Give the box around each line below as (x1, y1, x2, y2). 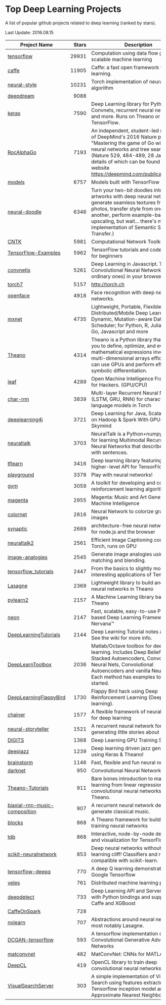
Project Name (20, 41, 53, 48)
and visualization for (91, 836, 138, 843)
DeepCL (7, 961, 27, 968)
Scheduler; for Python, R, (91, 321, 149, 328)
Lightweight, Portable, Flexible (91, 303, 162, 310)
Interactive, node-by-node (91, 830, 155, 837)
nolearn (7, 919, 26, 926)
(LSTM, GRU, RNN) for (91, 395, 143, 402)
